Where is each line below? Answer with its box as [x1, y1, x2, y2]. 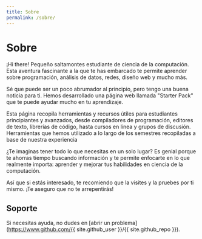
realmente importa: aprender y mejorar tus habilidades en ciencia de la [6, 161, 183, 168]
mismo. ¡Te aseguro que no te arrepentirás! [6, 185, 114, 193]
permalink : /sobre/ [6, 15, 56, 21]
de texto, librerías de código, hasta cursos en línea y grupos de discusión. [6, 123, 191, 131]
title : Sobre [6, 9, 39, 15]
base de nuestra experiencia [6, 136, 78, 144]
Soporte [6, 203, 38, 213]
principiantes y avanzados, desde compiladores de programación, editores [6, 117, 194, 124]
